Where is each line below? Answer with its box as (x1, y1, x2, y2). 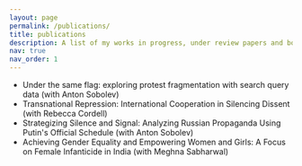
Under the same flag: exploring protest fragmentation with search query (22, 80, 289, 90)
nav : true (9, 47, 47, 56)
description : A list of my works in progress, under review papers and (9, 38, 283, 48)
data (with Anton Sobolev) (22, 89, 120, 100)
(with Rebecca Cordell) (22, 109, 108, 118)
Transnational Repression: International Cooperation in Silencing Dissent (22, 99, 290, 109)
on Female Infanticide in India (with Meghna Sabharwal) (22, 146, 229, 157)
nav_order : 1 (9, 55, 58, 64)
